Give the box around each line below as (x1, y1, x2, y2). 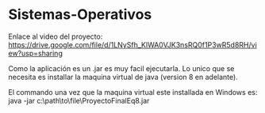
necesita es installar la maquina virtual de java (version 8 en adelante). (8, 72, 238, 81)
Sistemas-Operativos (8, 6, 152, 24)
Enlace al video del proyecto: (8, 32, 103, 41)
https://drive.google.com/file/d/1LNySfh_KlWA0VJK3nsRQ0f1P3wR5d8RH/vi (8, 40, 258, 49)
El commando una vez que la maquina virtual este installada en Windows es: (8, 87, 258, 96)
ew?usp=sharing (8, 48, 63, 58)
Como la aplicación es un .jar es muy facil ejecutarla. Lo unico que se (8, 63, 235, 73)
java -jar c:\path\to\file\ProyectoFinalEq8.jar (8, 96, 150, 105)
